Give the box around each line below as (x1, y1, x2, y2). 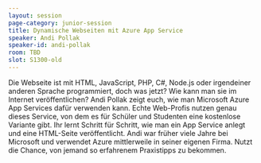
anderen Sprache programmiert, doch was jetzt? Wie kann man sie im (8, 86, 237, 95)
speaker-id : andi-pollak (8, 41, 91, 49)
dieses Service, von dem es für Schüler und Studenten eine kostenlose (8, 111, 241, 121)
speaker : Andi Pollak (8, 33, 80, 42)
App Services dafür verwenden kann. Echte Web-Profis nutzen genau (8, 103, 237, 112)
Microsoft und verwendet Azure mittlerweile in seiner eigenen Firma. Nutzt (8, 137, 253, 146)
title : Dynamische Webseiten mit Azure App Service (8, 26, 183, 34)
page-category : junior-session (8, 19, 112, 27)
